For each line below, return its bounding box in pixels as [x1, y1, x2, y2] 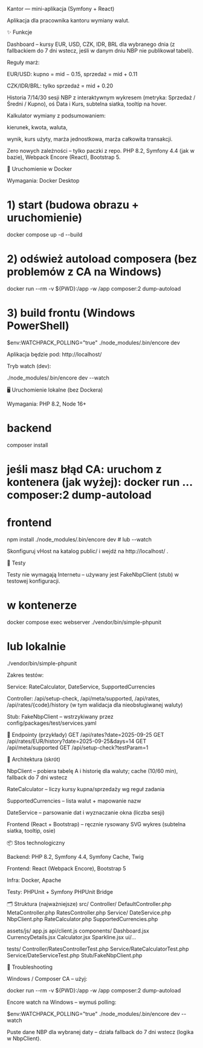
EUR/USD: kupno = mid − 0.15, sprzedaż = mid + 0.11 [7, 71, 138, 77]
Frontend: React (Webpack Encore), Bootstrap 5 [7, 864, 126, 872]
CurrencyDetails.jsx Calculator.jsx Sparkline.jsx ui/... [7, 933, 137, 940]
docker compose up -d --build [7, 231, 83, 238]
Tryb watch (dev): [7, 362, 51, 369]
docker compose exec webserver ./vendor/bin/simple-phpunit [7, 618, 162, 626]
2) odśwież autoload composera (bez [7, 252, 198, 266]
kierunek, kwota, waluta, [7, 124, 68, 131]
